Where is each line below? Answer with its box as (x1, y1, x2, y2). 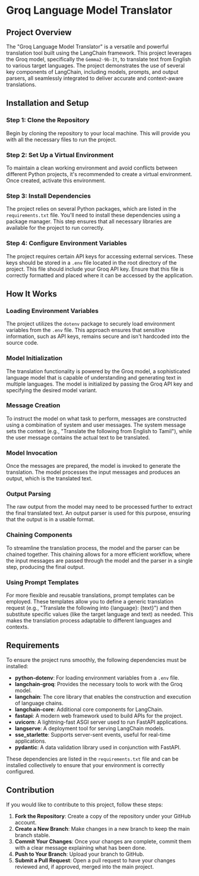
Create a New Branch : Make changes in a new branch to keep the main (14, 825, 190, 832)
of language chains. (14, 699, 64, 706)
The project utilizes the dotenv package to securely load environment (6, 320, 175, 327)
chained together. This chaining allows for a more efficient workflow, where (6, 550, 191, 558)
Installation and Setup (6, 98, 89, 108)
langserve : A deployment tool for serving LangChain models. (14, 724, 165, 732)
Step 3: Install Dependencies (6, 192, 91, 200)
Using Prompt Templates (6, 578, 79, 586)
